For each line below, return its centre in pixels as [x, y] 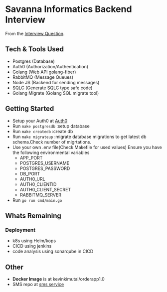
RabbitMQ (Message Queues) [43, 77]
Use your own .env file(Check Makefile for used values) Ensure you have [87, 147]
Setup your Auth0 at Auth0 [40, 121]
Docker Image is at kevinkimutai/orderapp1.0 [58, 279]
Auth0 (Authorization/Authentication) [50, 66]
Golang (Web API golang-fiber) [44, 72]
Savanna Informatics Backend [69, 9]
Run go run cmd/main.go [37, 200]
